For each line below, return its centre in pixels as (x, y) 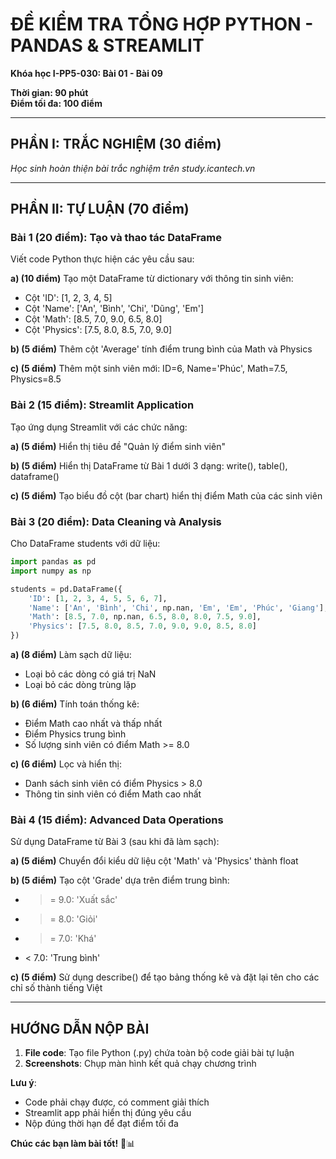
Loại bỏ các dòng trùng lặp (80, 685)
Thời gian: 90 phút (49, 92)
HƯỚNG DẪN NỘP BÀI (80, 1028)
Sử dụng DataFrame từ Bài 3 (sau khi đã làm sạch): (115, 842)
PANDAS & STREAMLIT (107, 45)
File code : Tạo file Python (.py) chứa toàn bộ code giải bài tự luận (159, 1053)
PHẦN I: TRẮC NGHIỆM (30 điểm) (116, 144)
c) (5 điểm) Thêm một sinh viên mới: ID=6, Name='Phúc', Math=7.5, (149, 369)
